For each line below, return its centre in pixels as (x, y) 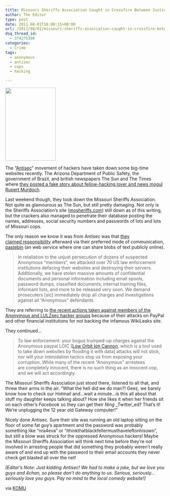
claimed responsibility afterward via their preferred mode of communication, (85, 242)
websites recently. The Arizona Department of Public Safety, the (72, 173)
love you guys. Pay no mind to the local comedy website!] (85, 478)
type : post (17, 19)
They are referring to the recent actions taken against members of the (78, 310)
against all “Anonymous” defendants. (56, 300)
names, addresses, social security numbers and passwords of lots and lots (83, 221)
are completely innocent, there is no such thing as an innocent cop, (88, 368)
